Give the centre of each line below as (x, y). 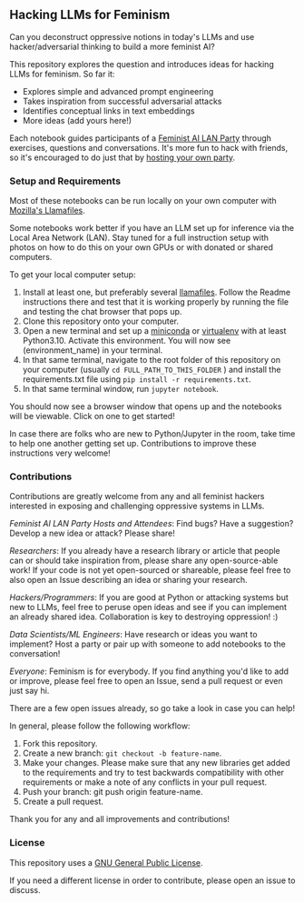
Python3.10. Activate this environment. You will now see (127, 341)
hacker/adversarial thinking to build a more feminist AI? (112, 46)
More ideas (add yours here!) (77, 120)
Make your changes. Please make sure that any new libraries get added (156, 763)
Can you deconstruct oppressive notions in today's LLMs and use (132, 36)
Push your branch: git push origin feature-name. (113, 792)
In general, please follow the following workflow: (100, 726)
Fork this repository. (60, 744)
